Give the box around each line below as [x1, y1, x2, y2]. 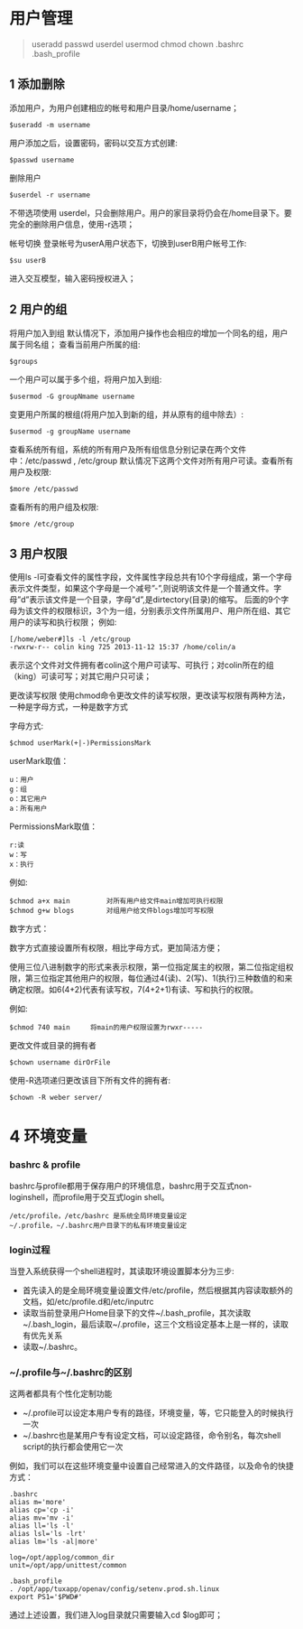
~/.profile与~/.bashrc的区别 [9, 1366, 133, 1379]
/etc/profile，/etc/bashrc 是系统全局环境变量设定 [9, 1211, 188, 1220]
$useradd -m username [9, 120, 91, 129]
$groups [9, 357, 39, 366]
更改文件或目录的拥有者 [9, 1040, 96, 1051]
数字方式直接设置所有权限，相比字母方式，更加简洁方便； [9, 943, 223, 954]
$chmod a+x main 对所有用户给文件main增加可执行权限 [9, 897, 224, 906]
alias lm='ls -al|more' [9, 1537, 99, 1547]
